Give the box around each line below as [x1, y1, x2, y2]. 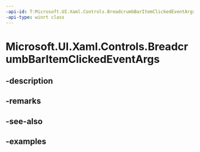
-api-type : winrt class [5, 14, 65, 20]
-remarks [5, 96, 41, 106]
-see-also [5, 116, 43, 126]
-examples [5, 137, 47, 147]
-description [5, 76, 53, 86]
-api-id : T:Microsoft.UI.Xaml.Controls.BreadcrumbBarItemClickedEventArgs [5, 8, 196, 15]
